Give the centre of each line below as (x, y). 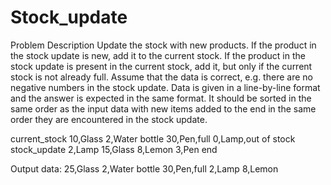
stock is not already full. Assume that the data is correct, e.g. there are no (161, 77)
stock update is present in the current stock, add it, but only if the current (161, 66)
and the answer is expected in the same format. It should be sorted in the (161, 98)
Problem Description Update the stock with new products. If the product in (163, 45)
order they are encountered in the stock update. (109, 119)
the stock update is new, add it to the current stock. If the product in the (158, 55)
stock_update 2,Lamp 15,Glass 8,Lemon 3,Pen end (114, 149)
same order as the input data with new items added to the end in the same (163, 108)
